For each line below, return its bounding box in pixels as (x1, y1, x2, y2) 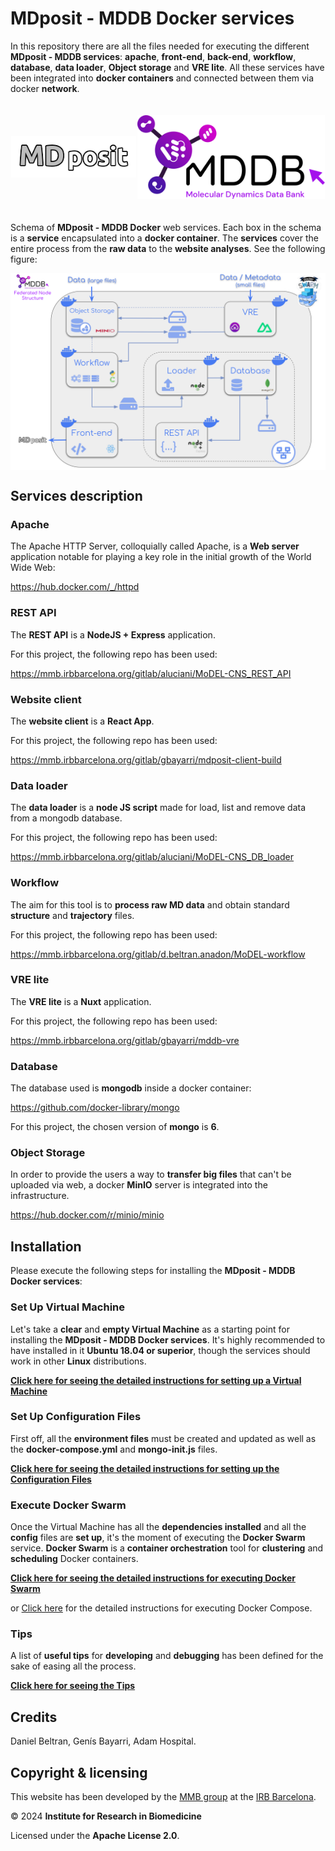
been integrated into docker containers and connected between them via (10, 72, 315, 84)
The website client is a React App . (10, 715, 155, 727)
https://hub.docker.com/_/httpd (10, 581, 140, 593)
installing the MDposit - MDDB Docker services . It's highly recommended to (10, 1333, 326, 1346)
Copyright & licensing (10, 1764, 148, 1781)
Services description (10, 488, 143, 505)
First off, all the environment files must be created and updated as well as (10, 1432, 317, 1444)
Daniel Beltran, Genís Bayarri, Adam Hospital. (10, 1735, 197, 1747)
